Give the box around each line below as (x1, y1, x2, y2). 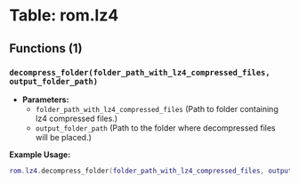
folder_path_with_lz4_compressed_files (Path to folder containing (35, 103, 279, 114)
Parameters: (21, 94, 69, 105)
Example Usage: (9, 148, 71, 160)
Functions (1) (9, 41, 83, 56)
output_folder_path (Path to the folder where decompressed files (35, 122, 276, 133)
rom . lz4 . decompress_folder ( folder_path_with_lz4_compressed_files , (9, 166, 265, 175)
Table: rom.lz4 (9, 5, 119, 26)
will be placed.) (35, 132, 92, 142)
